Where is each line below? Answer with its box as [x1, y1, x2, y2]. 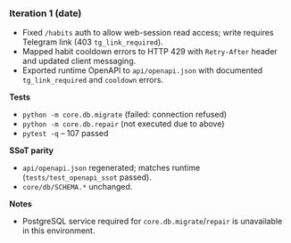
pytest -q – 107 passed [21, 128, 109, 139]
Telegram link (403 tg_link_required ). [21, 36, 163, 47]
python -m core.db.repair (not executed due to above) [21, 118, 225, 129]
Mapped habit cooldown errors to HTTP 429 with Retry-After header [21, 46, 279, 57]
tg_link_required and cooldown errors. [21, 75, 163, 85]
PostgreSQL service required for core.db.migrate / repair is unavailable [21, 216, 283, 227]
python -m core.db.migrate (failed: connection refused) [21, 109, 228, 120]
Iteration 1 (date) [9, 7, 82, 20]
